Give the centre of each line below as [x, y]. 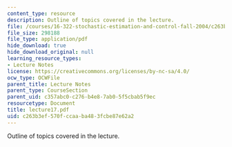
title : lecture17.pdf [38, 110]
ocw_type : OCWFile [33, 78]
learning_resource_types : [44, 59]
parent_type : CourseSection [48, 90]
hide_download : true [37, 46]
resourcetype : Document [41, 104]
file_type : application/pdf [48, 39]
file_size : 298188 [33, 33]
